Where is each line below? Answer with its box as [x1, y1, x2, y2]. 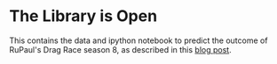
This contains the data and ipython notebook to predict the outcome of [9, 35, 268, 46]
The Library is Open [9, 6, 158, 26]
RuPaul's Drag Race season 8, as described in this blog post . [9, 44, 233, 54]
